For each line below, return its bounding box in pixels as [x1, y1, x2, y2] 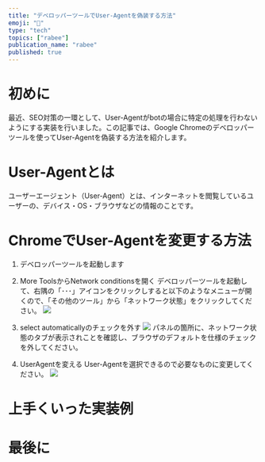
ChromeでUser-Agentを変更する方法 [8, 231, 252, 250]
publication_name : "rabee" [8, 41, 98, 49]
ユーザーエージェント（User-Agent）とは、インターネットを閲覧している [8, 191, 248, 200]
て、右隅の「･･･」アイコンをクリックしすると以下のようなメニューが [19, 286, 246, 296]
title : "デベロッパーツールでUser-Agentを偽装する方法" [8, 11, 176, 20]
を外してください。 [19, 342, 83, 352]
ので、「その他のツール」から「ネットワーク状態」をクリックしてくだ [26, 296, 252, 305]
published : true [8, 48, 62, 56]
